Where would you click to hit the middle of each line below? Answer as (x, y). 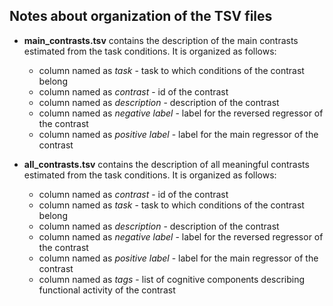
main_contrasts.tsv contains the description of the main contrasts (161, 40)
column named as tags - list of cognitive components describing (172, 279)
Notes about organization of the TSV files (141, 16)
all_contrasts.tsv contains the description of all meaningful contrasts (166, 164)
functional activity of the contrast (107, 290)
